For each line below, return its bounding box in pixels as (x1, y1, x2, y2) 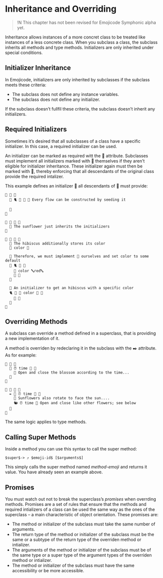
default (5, 258, 21, 263)
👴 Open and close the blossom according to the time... (14, 370, 130, 375)
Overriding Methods (5, 317, 68, 326)
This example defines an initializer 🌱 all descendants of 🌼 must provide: (5, 183, 148, 188)
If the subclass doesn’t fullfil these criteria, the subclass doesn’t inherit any (5, 106, 155, 112)
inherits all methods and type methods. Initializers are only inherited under (5, 44, 154, 50)
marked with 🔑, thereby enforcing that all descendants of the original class (5, 168, 154, 174)
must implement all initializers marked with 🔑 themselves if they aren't (5, 158, 145, 164)
